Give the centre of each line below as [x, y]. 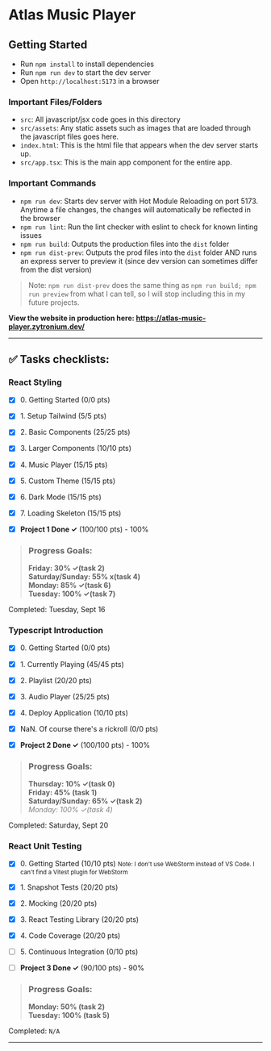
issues [31, 235]
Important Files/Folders [55, 102]
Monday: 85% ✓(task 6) [69, 586]
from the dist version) [56, 269]
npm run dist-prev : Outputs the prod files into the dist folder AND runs [138, 252]
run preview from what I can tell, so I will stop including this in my [137, 294]
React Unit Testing [45, 846]
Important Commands [52, 183]
